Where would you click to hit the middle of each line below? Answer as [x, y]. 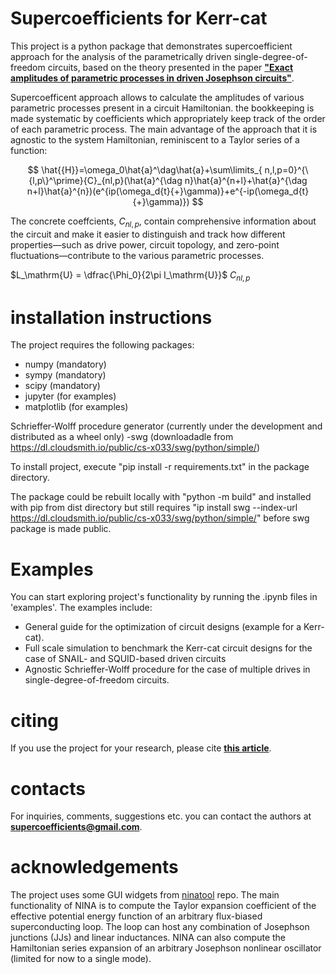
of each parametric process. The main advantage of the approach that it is [164, 129]
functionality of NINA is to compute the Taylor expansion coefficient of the [163, 906]
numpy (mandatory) [65, 364]
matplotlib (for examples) [76, 407]
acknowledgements [94, 867]
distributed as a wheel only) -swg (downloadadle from [122, 437]
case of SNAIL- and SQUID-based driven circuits [125, 659]
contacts [48, 788]
